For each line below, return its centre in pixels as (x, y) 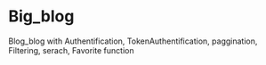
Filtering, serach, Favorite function (71, 50)
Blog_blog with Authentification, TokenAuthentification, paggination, (133, 41)
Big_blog (41, 16)
